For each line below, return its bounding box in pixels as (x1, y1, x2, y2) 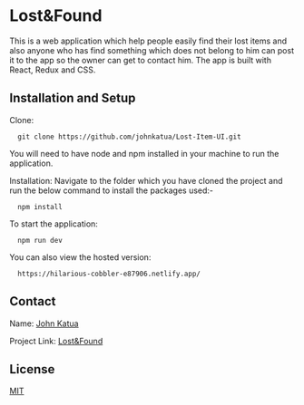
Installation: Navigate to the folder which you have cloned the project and (9, 175, 283, 186)
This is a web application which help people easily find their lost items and (9, 35, 288, 46)
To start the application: (9, 218, 98, 229)
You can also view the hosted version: (9, 251, 152, 263)
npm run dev (17, 236, 64, 245)
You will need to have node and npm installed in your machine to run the (9, 148, 279, 159)
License (9, 362, 55, 377)
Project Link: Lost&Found (9, 335, 103, 346)
